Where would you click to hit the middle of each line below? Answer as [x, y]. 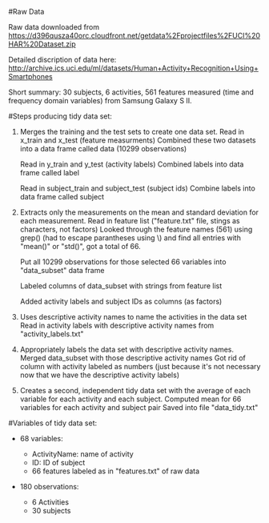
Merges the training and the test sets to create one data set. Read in [132, 132]
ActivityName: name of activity [82, 454]
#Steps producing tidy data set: [60, 116]
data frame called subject [62, 197]
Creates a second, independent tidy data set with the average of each [135, 390]
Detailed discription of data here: [62, 60]
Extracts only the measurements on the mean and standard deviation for [139, 212]
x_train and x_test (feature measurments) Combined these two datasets [138, 140]
